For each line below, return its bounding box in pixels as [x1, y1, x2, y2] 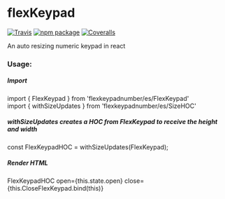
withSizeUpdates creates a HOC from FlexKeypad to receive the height [7, 118, 218, 126]
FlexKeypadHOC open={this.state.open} [7, 177, 124, 185]
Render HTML [7, 159, 48, 167]
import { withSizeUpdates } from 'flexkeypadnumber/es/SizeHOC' [7, 102, 197, 110]
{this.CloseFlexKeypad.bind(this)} [7, 184, 104, 192]
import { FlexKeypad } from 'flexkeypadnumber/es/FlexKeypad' [7, 94, 189, 102]
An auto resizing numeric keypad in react [7, 41, 126, 50]
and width [7, 125, 38, 134]
